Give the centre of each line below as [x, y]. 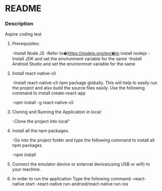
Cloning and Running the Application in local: [57, 112]
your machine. [26, 169]
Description [19, 24]
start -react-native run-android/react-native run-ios [77, 184]
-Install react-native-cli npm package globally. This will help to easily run [85, 83]
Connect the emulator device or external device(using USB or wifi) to [81, 164]
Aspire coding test [23, 34]
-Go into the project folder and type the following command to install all [83, 140]
